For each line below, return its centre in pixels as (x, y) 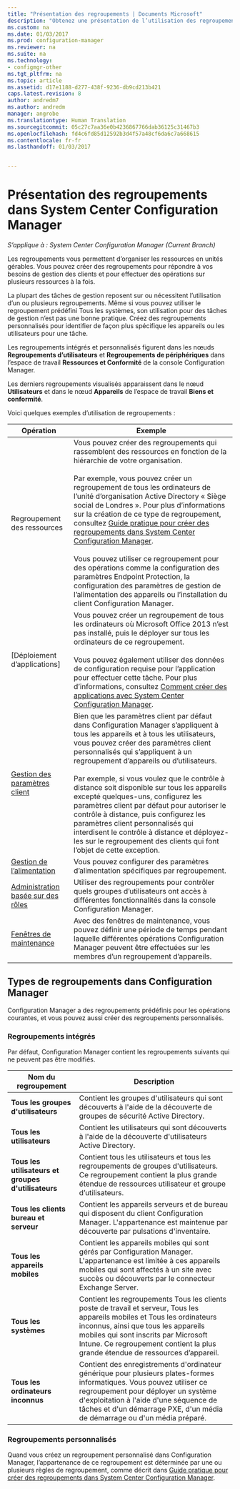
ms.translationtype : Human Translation (67, 120)
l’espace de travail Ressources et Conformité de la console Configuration (116, 362)
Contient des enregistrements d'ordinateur (150, 1365)
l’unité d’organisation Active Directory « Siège (150, 496)
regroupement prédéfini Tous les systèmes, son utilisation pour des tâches (117, 311)
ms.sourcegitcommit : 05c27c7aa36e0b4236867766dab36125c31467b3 (104, 127)
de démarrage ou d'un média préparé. (143, 1418)
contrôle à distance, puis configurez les (140, 814)
